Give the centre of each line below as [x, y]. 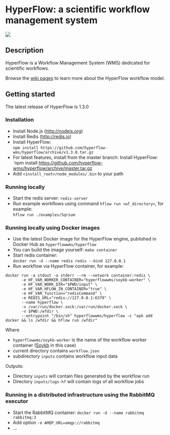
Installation [20, 120]
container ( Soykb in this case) [44, 345]
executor [17, 401]
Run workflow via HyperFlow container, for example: [68, 266]
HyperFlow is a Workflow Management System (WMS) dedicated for [78, 63]
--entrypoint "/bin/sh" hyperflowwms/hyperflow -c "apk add [87, 316]
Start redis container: [35, 255]
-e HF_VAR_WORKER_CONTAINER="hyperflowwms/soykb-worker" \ [86, 280]
